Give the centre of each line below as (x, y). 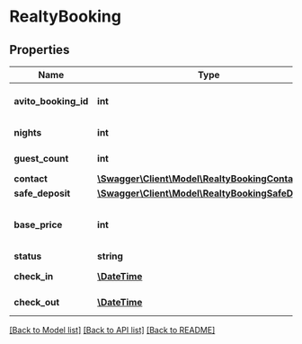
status (28, 256)
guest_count (41, 159)
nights (28, 132)
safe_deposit (42, 193)
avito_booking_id (51, 101)
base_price (38, 225)
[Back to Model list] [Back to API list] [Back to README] (112, 330)
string (111, 256)
